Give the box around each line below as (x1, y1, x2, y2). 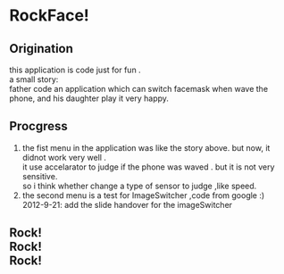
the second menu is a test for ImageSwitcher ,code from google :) (21, 189, 265, 201)
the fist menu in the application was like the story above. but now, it (21, 142, 271, 153)
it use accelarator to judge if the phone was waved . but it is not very (21, 162, 275, 172)
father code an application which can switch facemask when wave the (9, 84, 269, 94)
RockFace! (9, 5, 89, 26)
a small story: (9, 74, 59, 85)
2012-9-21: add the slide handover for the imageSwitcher (21, 199, 233, 210)
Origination (9, 41, 74, 56)
